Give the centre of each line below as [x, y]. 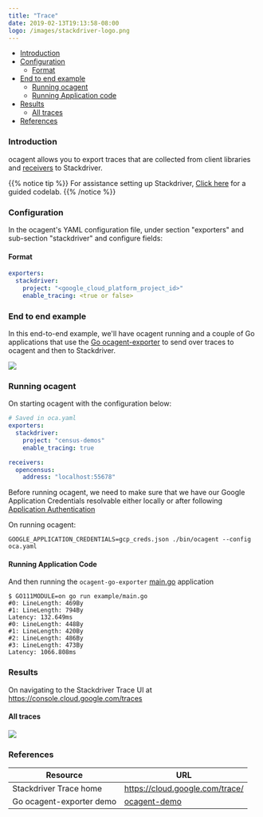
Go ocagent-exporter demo [65, 802]
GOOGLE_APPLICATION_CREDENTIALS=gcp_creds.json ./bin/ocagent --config [130, 540]
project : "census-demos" [64, 440]
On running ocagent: [42, 525]
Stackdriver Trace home [57, 789]
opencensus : [35, 470]
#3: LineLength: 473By [46, 645]
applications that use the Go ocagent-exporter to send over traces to [121, 342]
